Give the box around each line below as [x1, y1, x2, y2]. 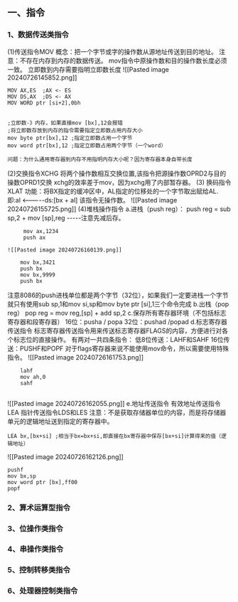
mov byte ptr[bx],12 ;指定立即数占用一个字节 [7, 134, 133, 141]
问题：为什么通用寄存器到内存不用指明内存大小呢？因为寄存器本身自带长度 [7, 156, 193, 163]
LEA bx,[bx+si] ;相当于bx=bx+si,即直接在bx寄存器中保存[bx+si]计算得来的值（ [7, 432, 222, 439]
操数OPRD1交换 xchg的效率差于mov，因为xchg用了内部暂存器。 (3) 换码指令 [7, 178, 232, 186]
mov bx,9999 [20, 271, 55, 279]
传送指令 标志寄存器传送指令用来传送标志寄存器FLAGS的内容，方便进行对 [7, 326, 222, 335]
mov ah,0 [20, 373, 46, 380]
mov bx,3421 [20, 259, 55, 266]
